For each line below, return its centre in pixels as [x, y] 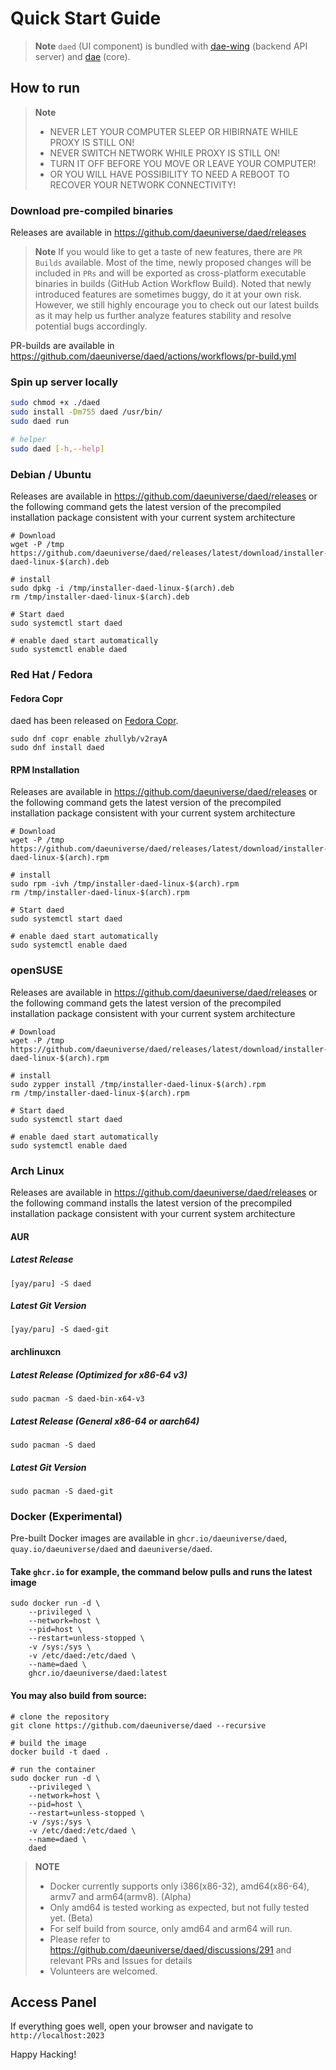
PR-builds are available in [62, 346]
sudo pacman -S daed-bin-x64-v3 [77, 1399]
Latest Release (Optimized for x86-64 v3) [99, 1374]
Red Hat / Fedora [51, 674]
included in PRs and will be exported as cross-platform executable [170, 273]
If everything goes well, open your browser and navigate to [132, 2026]
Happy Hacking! [43, 2054]
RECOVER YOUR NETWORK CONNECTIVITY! [143, 184]
